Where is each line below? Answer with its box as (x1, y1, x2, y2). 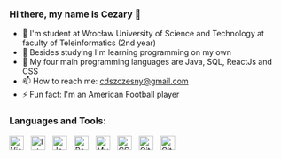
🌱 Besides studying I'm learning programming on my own (21, 47, 232, 58)
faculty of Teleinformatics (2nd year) (21, 37, 157, 48)
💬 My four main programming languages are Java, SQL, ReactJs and (21, 57, 272, 68)
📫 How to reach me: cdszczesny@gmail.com (21, 76, 189, 87)
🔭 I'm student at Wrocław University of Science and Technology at (21, 28, 264, 39)
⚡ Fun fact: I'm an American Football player (21, 89, 180, 100)
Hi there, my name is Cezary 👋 (9, 8, 142, 20)
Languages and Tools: (9, 115, 106, 127)
